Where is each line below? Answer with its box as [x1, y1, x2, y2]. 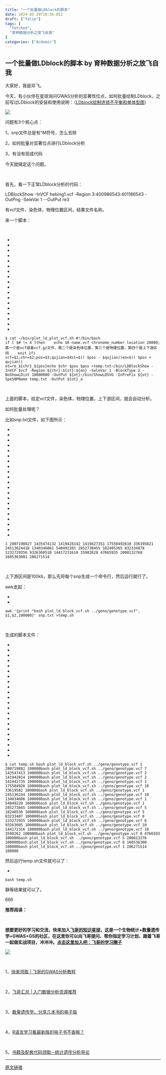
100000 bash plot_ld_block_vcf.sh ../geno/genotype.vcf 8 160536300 [5, 840, 147, 845]
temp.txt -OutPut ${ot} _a [29, 376, 83, 381]
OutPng [5, 196, 21, 202]
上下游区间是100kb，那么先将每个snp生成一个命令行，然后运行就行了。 [5, 573, 151, 579]
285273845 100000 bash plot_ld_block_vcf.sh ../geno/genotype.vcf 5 [5, 805, 147, 810]
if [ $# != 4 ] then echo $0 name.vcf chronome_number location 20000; [5, 340, 161, 345]
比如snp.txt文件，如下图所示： [5, 417, 67, 423]
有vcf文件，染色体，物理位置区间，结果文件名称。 [5, 207, 107, 213]
